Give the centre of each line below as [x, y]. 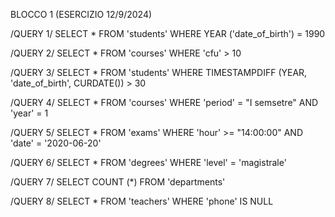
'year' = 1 [29, 113]
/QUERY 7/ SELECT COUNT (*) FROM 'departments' [118, 182]
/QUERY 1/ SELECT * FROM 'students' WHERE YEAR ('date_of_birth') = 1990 [168, 33]
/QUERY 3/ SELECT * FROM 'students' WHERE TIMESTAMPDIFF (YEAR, [159, 72]
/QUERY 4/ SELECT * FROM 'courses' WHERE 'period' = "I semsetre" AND [164, 102]
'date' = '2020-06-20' [56, 143]
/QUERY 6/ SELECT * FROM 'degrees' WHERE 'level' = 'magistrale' [148, 162]
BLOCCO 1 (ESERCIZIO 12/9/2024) [81, 14]
